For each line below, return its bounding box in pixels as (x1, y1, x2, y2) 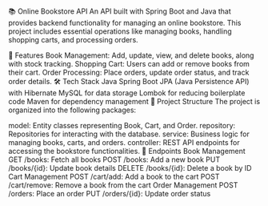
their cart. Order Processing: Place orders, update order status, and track (8, 67, 250, 77)
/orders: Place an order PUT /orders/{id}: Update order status (8, 189, 211, 198)
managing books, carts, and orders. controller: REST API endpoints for (8, 138, 240, 147)
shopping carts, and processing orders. (8, 35, 138, 44)
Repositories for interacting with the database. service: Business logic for (8, 129, 250, 139)
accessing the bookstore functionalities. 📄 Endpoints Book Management (8, 147, 246, 156)
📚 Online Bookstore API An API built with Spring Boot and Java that (8, 6, 232, 16)
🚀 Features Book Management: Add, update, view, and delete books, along (8, 50, 254, 60)
